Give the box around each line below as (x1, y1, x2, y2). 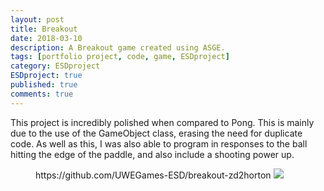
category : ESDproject (10, 61, 101, 71)
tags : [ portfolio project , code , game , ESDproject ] (10, 52, 230, 62)
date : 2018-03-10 (10, 33, 83, 43)
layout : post (10, 14, 65, 25)
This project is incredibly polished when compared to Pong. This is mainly (10, 116, 315, 128)
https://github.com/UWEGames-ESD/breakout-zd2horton (35, 169, 272, 181)
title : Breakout (10, 24, 78, 34)
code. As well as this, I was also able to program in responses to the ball (10, 137, 308, 150)
